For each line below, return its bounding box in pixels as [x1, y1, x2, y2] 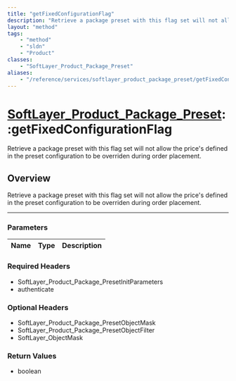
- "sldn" [20, 43, 46, 50]
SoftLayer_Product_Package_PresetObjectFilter [17, 326, 155, 335]
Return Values [7, 351, 57, 361]
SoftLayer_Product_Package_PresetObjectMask [17, 318, 156, 327]
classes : [7, 56, 33, 63]
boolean [17, 367, 41, 375]
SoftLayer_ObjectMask [17, 334, 83, 342]
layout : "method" [7, 23, 58, 30]
